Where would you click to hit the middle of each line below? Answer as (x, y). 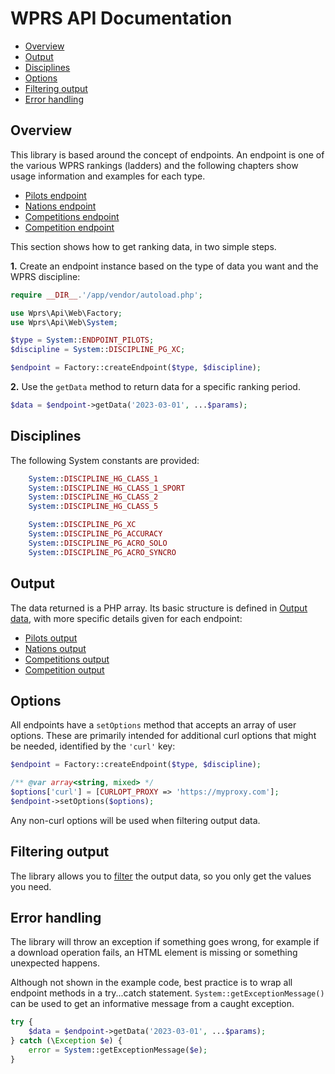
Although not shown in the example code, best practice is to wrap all (151, 983)
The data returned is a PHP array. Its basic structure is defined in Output (159, 608)
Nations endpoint (60, 206)
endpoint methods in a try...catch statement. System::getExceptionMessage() (167, 993)
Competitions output (67, 659)
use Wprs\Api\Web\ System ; (64, 322)
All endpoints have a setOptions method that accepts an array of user (153, 725)
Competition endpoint (69, 227)
